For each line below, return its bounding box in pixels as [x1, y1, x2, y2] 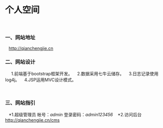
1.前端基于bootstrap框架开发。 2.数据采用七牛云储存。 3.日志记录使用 [11, 70, 159, 76]
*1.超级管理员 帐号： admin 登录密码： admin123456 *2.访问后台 [8, 111, 142, 117]
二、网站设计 [5, 59, 36, 65]
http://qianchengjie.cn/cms [5, 117, 60, 123]
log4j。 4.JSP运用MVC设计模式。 [5, 77, 77, 83]
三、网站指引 [5, 100, 36, 107]
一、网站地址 [5, 34, 36, 41]
